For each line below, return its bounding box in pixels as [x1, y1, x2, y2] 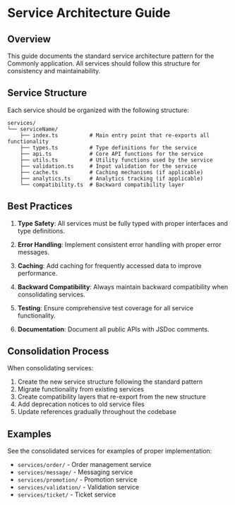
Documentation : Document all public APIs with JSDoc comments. [17, 324, 210, 333]
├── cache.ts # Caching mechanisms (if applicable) [20, 169, 203, 176]
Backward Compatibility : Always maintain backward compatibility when [17, 282, 228, 291]
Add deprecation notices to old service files [17, 400, 145, 408]
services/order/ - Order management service [17, 461, 152, 469]
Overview [7, 33, 52, 45]
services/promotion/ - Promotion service [17, 475, 138, 484]
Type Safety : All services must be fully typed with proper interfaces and [17, 219, 228, 227]
